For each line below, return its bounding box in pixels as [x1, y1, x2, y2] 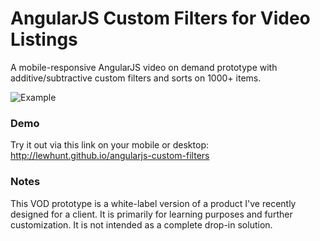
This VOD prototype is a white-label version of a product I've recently [10, 197, 297, 209]
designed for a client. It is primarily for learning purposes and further [10, 208, 293, 220]
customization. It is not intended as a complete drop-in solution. [10, 218, 273, 231]
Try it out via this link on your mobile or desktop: [10, 139, 209, 151]
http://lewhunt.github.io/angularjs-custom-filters [10, 150, 210, 162]
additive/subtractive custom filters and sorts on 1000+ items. [10, 72, 262, 84]
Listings [10, 28, 78, 51]
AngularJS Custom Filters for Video [10, 7, 311, 30]
